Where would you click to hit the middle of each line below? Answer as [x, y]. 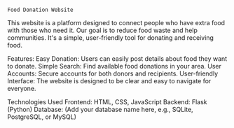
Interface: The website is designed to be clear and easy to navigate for [109, 81]
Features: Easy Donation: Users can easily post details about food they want [117, 59]
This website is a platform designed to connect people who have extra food [116, 23]
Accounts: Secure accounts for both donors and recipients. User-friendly [113, 73]
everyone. [22, 88]
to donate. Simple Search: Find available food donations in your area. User [115, 66]
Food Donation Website [40, 10]
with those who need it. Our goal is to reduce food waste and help [103, 30]
